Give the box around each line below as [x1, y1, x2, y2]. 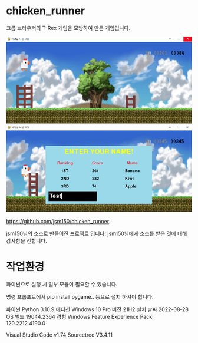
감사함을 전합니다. [6, 237, 48, 244]
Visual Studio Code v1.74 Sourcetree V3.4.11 [6, 331, 113, 338]
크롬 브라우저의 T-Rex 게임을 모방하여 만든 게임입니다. [6, 24, 131, 31]
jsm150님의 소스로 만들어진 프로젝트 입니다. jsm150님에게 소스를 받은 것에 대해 [6, 230, 187, 237]
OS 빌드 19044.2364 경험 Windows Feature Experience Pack [6, 313, 153, 320]
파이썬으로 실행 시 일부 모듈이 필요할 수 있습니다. [6, 281, 118, 288]
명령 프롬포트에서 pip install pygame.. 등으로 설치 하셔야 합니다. [6, 293, 154, 300]
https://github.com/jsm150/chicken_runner [6, 217, 110, 225]
